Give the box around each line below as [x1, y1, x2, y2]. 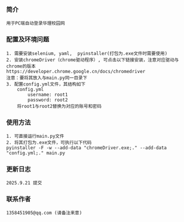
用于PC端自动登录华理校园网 [6, 20, 66, 26]
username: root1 [27, 92, 68, 98]
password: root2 [27, 97, 68, 103]
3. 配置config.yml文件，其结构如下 [6, 81, 85, 87]
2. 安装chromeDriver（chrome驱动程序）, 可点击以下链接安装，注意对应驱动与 [6, 57, 179, 63]
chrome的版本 [6, 63, 36, 69]
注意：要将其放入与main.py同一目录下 [6, 75, 88, 81]
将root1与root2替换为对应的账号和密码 [17, 103, 102, 109]
